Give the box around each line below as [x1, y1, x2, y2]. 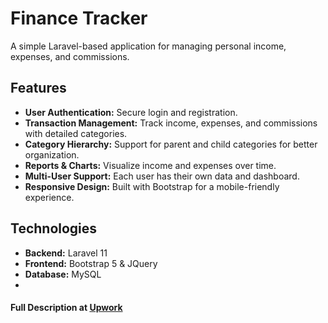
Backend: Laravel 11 [24, 247, 108, 259]
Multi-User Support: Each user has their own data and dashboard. [24, 170, 300, 182]
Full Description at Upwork [10, 302, 123, 314]
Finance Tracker [10, 7, 148, 30]
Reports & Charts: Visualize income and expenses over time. [24, 159, 277, 171]
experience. [24, 191, 75, 203]
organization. [24, 148, 80, 161]
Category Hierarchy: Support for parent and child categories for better [24, 138, 318, 150]
